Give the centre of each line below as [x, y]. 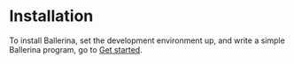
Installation [51, 16]
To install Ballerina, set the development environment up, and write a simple [147, 40]
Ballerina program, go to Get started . [76, 49]
